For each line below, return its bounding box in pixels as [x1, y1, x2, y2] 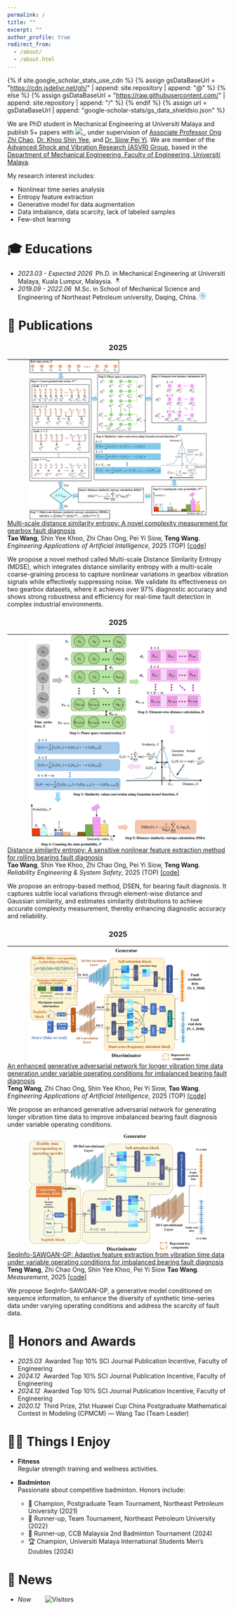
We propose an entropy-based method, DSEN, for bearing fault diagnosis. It [7, 882, 227, 890]
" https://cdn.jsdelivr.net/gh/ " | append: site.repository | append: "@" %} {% [7, 83, 226, 91]
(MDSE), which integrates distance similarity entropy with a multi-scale [7, 563, 213, 571]
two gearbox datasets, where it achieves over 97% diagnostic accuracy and [7, 585, 227, 594]
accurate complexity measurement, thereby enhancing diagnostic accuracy [7, 904, 226, 913]
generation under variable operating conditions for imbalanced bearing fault [7, 1070, 227, 1078]
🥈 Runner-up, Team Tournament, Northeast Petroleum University [27, 1514, 216, 1523]
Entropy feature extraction [17, 192, 93, 201]
